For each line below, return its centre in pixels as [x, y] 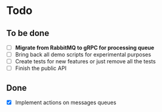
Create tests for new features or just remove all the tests [85, 61]
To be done [28, 33]
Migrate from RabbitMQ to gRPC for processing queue [85, 47]
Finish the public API [41, 68]
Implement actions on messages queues [66, 103]
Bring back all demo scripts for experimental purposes [83, 55]
